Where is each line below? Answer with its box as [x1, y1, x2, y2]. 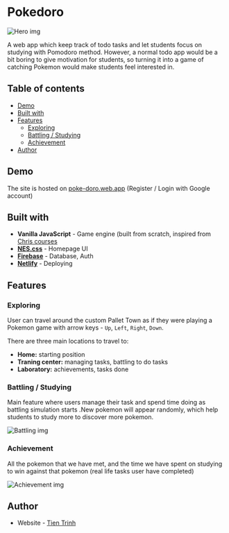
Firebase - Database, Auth [17, 252, 94, 260]
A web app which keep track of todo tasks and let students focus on [7, 40, 203, 49]
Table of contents [7, 83, 85, 94]
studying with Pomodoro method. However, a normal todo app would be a [7, 48, 219, 56]
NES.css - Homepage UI [17, 244, 88, 253]
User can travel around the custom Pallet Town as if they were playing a [7, 316, 213, 325]
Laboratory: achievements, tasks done [17, 365, 129, 373]
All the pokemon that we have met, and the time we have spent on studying [7, 459, 223, 468]
